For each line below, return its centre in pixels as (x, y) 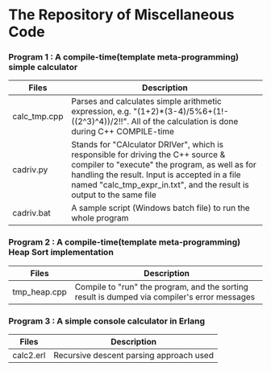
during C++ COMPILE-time (123, 132)
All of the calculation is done (185, 122)
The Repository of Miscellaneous (122, 15)
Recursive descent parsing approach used (133, 356)
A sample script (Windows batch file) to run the (161, 208)
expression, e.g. (101, 112)
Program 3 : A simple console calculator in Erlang (107, 321)
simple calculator (43, 68)
